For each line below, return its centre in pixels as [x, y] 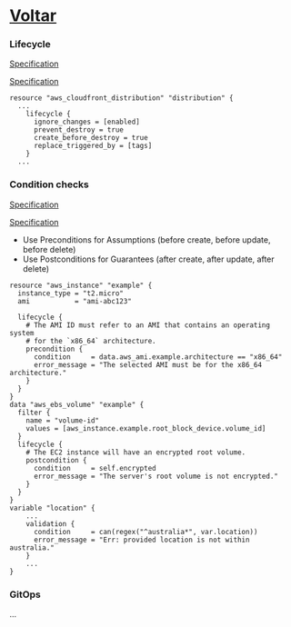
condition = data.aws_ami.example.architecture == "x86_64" [158, 357]
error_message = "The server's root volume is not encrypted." [156, 476]
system [22, 333]
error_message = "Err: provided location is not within [141, 540]
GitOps [25, 594]
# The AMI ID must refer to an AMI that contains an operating [148, 325]
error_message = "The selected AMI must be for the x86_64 [147, 364]
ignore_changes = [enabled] [87, 122]
